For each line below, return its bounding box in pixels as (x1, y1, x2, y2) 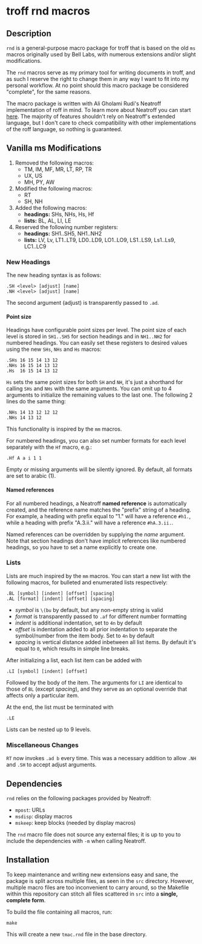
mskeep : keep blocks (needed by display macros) (15, 819, 136, 826)
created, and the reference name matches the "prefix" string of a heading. (6, 506, 192, 513)
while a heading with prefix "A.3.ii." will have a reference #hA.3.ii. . (6, 519, 174, 526)
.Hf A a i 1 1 (6, 455, 42, 461)
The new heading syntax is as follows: (6, 272, 102, 279)
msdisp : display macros (15, 812, 73, 820)
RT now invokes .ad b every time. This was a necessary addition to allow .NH (6, 755, 197, 762)
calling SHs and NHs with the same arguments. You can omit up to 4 (6, 385, 172, 392)
